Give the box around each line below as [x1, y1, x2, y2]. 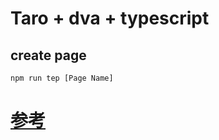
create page [10, 47, 87, 64]
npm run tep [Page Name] [10, 73, 114, 83]
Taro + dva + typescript [10, 7, 210, 30]
